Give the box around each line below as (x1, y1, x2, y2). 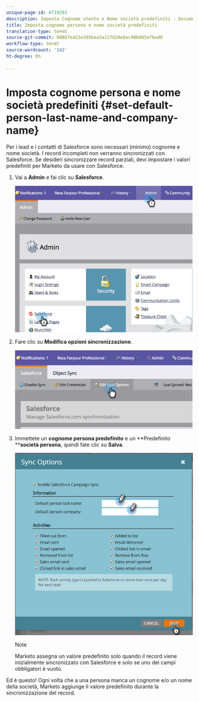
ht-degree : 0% (6, 53, 41, 59)
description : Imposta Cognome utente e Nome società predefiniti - (6, 15, 176, 22)
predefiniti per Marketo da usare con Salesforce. (6, 162, 124, 169)
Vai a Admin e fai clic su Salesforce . (14, 174, 104, 181)
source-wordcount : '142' (6, 47, 68, 53)
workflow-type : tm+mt (6, 41, 60, 47)
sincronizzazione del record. (6, 689, 76, 696)
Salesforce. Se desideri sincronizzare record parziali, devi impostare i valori (6, 156, 191, 163)
